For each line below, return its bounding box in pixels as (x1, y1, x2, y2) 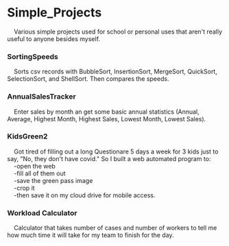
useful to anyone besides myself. (7, 34, 101, 42)
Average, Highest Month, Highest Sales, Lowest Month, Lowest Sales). (7, 114, 206, 123)
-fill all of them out (13, 169, 67, 177)
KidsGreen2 (7, 132, 48, 141)
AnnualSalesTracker (7, 92, 77, 101)
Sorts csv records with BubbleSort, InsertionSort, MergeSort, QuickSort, (13, 67, 217, 76)
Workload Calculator (7, 208, 77, 217)
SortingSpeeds (7, 51, 58, 61)
